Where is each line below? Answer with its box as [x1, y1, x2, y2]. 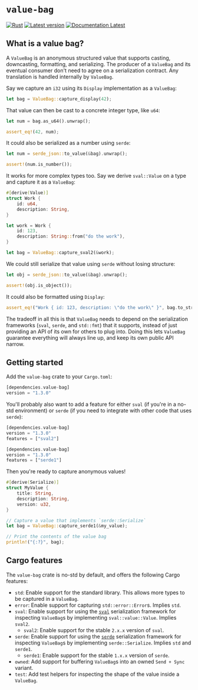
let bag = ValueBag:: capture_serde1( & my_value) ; [6, 523, 128, 529]
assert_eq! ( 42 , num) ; [6, 129, 60, 135]
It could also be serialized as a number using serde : [6, 139, 131, 147]
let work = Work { [6, 223, 51, 229]
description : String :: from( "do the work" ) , [16, 233, 126, 240]
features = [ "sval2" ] [6, 435, 60, 441]
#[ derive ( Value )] [6, 190, 49, 196]
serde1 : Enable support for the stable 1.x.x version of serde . [23, 652, 170, 659]
